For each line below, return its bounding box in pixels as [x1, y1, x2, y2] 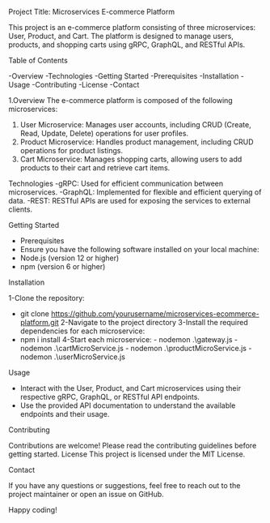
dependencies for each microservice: [19, 326, 146, 336]
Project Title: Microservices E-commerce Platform [8, 7, 175, 16]
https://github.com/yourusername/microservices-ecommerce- [51, 309, 260, 319]
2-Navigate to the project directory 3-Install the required [60, 318, 248, 327]
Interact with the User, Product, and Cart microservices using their [19, 384, 241, 392]
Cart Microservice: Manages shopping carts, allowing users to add [19, 154, 243, 164]
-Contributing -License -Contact [32, 80, 140, 89]
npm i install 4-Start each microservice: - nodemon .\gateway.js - [19, 335, 238, 344]
